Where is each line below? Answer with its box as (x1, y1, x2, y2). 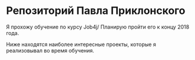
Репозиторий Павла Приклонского (6, 4, 186, 17)
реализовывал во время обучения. (6, 47, 94, 54)
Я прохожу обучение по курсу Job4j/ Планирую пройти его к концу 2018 (6, 23, 190, 30)
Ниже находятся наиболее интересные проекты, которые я (6, 41, 156, 48)
